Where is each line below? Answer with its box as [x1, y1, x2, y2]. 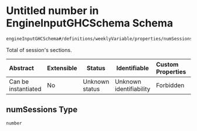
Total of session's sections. [6, 46, 72, 53]
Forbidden [156, 81, 185, 89]
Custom [156, 60, 179, 68]
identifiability [114, 85, 151, 93]
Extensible [46, 64, 77, 72]
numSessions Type [6, 105, 78, 115]
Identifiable [116, 64, 150, 72]
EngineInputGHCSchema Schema [6, 16, 174, 30]
